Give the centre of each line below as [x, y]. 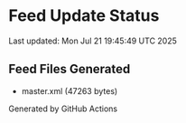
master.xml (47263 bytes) [70, 90]
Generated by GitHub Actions [63, 109]
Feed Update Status [84, 16]
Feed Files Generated [70, 69]
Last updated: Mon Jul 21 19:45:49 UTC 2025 [93, 41]
